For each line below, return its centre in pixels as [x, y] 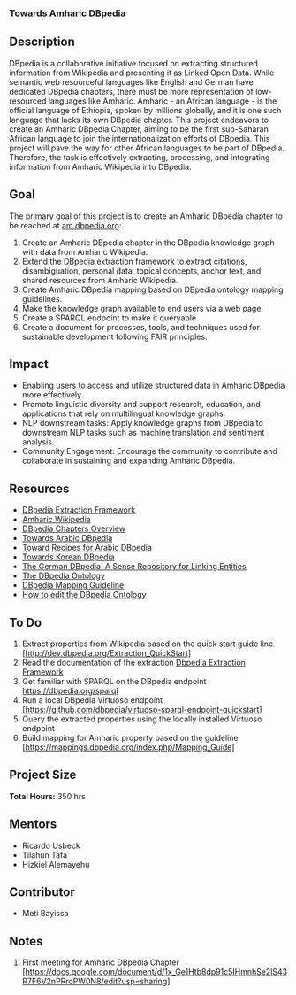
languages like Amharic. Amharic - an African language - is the [163, 101]
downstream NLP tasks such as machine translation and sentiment [143, 433]
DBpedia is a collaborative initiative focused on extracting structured [134, 63]
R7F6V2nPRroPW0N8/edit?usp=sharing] [96, 982]
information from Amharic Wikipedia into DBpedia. [100, 166]
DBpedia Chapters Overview [74, 528]
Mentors [33, 825]
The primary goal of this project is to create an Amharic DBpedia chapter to [146, 216]
